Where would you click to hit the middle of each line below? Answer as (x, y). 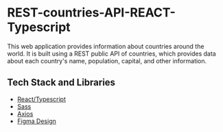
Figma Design (37, 121)
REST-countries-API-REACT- (92, 13)
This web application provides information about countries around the (106, 46)
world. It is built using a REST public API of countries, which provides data (111, 54)
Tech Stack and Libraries (61, 83)
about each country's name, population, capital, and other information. (107, 60)
